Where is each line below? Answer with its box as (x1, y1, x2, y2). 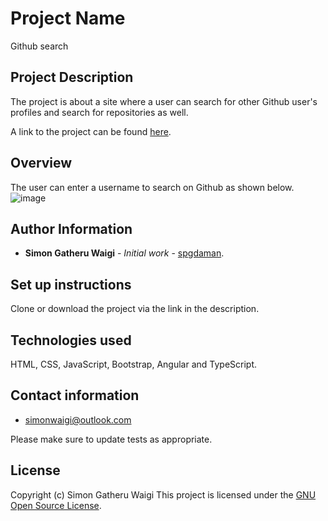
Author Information (10, 220, 133, 237)
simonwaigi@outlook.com (24, 413, 132, 426)
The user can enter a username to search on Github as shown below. (10, 181, 295, 193)
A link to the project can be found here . (10, 125, 172, 137)
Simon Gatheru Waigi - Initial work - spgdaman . (24, 247, 225, 259)
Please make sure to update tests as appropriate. (10, 433, 213, 445)
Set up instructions (10, 276, 132, 293)
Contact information (10, 387, 140, 404)
